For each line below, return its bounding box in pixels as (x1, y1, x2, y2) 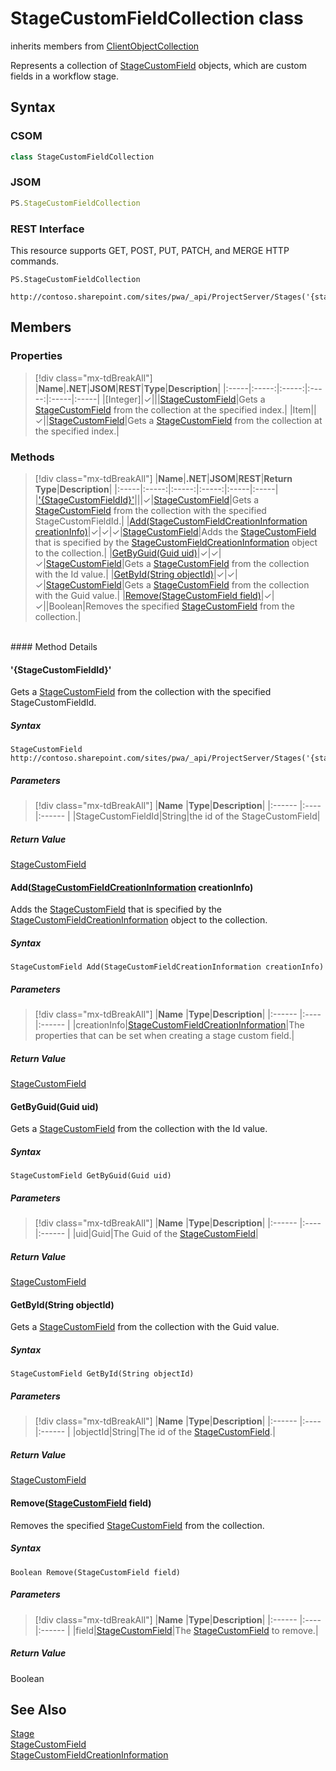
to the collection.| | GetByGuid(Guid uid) (34, 547, 198, 559)
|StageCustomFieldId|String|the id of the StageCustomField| (72, 810, 321, 822)
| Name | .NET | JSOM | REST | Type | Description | (34, 382, 222, 394)
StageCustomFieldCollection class (10, 7, 304, 30)
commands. (10, 255, 60, 267)
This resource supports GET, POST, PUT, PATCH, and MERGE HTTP (10, 244, 290, 256)
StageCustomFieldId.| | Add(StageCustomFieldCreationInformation (34, 515, 308, 527)
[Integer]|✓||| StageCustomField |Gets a (104, 393, 266, 405)
